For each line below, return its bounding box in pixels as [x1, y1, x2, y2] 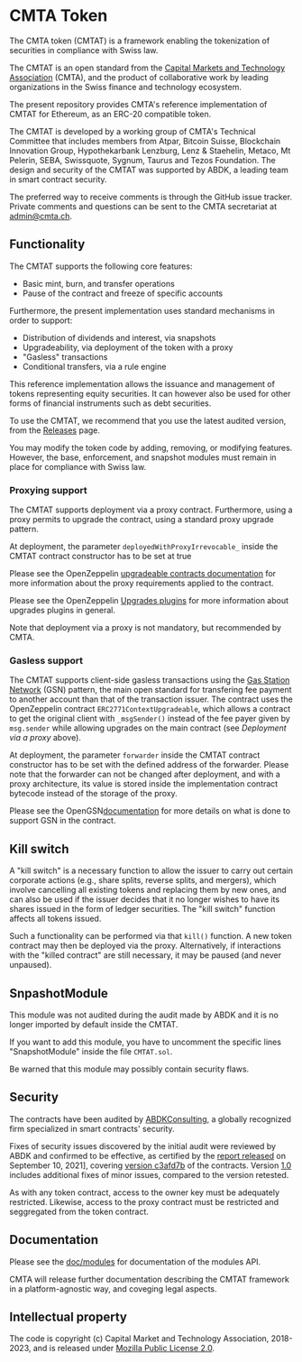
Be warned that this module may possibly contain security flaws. [9, 1063, 250, 1074]
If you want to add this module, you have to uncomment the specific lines [9, 1036, 282, 1047]
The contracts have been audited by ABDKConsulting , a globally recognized [9, 1113, 291, 1124]
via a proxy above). [9, 732, 81, 743]
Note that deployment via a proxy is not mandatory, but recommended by [9, 622, 282, 633]
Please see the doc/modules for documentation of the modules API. [9, 1256, 261, 1267]
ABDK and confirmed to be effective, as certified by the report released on [9, 1150, 287, 1161]
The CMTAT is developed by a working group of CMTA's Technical [9, 125, 256, 136]
